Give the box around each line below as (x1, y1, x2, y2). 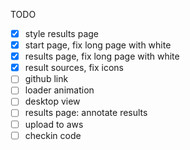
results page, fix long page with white (24, 50, 180, 63)
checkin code (24, 129, 82, 141)
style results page (24, 28, 100, 39)
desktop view (24, 95, 81, 108)
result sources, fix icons (24, 62, 124, 74)
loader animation (24, 84, 95, 96)
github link (24, 73, 69, 85)
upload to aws (24, 118, 84, 130)
